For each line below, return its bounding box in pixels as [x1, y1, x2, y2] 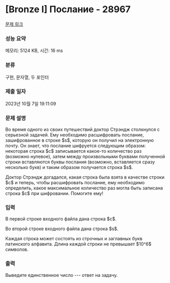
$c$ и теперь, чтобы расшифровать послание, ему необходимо [5, 180, 145, 186]
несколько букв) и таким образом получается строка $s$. [5, 164, 133, 171]
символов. [5, 246, 29, 252]
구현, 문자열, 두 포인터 [5, 74, 49, 80]
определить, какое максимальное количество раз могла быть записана [5, 185, 163, 191]
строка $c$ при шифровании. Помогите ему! [5, 190, 104, 196]
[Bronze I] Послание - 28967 [5, 4, 131, 15]
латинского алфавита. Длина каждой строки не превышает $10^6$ [5, 241, 152, 247]
